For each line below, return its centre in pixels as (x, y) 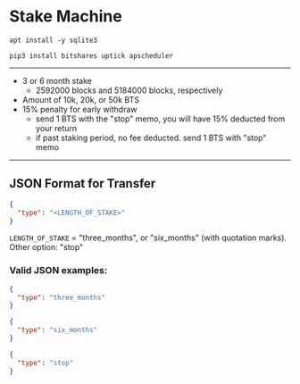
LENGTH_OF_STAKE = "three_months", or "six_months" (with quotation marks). (148, 238)
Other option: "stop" (46, 247)
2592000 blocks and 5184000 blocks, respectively (129, 90)
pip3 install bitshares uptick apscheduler (92, 55)
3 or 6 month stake (57, 80)
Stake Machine (66, 17)
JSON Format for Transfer (83, 184)
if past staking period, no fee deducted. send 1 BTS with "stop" (151, 138)
